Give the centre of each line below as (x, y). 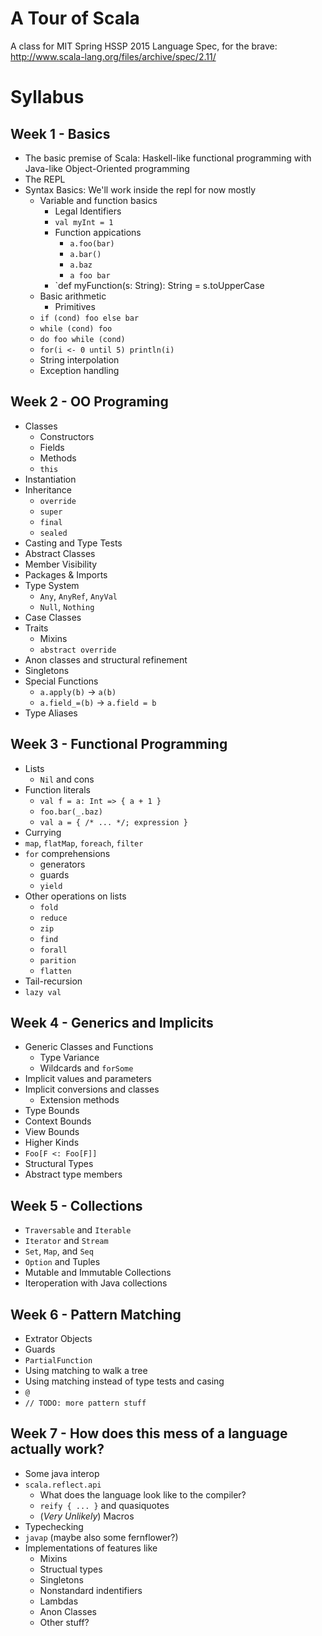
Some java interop (62, 1473)
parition (58, 960)
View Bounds (52, 1132)
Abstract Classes (60, 553)
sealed (53, 533)
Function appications (98, 232)
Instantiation (50, 479)
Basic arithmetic (73, 296)
